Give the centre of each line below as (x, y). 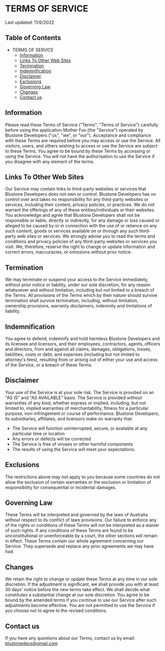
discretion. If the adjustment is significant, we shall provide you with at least (82, 584)
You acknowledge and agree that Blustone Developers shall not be (73, 215)
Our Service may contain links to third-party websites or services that (76, 189)
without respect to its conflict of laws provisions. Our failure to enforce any (81, 520)
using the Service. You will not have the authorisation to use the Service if (80, 156)
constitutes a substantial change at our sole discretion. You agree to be (77, 595)
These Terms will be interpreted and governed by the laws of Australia (76, 515)
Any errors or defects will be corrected (51, 439)
